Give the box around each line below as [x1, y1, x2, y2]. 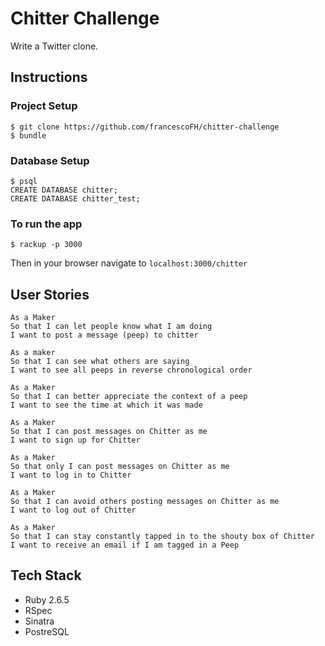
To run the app [10, 217, 83, 231]
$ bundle [10, 130, 47, 141]
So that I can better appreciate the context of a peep [10, 392, 248, 402]
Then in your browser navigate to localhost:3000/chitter [10, 257, 248, 269]
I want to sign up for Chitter [10, 435, 141, 446]
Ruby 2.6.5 [24, 593, 70, 606]
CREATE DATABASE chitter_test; [10, 193, 141, 204]
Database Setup [10, 153, 90, 167]
